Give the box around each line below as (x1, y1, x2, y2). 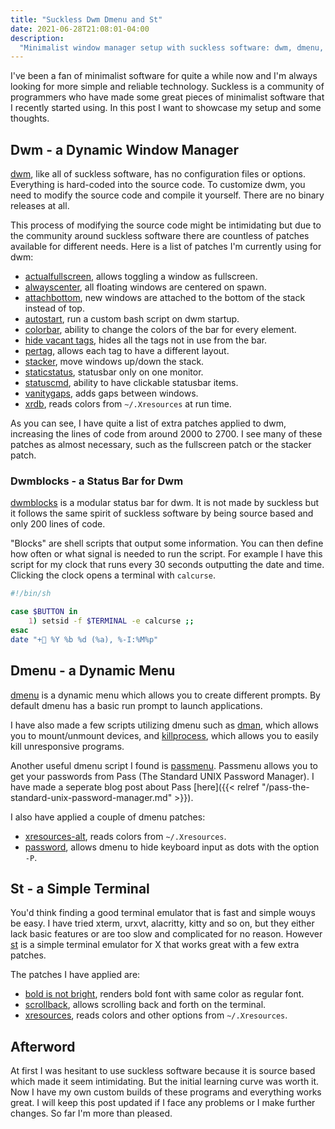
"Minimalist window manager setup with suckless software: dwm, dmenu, (19, 42, 325, 53)
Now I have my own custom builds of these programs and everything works (10, 1086, 322, 1098)
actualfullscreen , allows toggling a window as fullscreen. (24, 271, 258, 283)
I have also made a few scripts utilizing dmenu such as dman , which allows (10, 719, 319, 731)
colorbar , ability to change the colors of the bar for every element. (24, 324, 297, 336)
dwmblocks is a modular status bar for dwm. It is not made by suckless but (10, 497, 319, 509)
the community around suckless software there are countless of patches (10, 230, 310, 242)
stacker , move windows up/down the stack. (24, 356, 205, 368)
